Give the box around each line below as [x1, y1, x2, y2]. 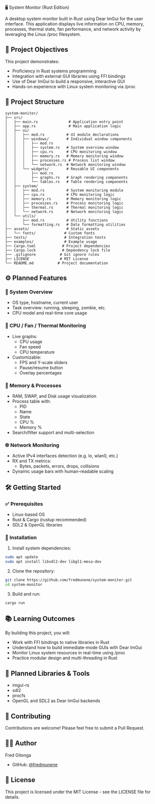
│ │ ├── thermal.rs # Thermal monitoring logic [5, 205, 124, 210]
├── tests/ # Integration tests [5, 235, 106, 240]
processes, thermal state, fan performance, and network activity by [5, 26, 141, 32]
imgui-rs [12, 682, 29, 688]
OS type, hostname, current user [12, 299, 78, 305]
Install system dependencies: [12, 545, 71, 551]
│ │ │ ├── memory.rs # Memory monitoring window [5, 154, 124, 159]
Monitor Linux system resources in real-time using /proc [12, 650, 126, 656]
